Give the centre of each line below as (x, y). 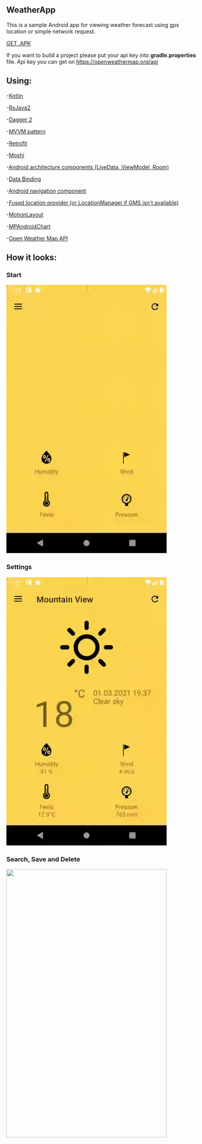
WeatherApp (31, 10)
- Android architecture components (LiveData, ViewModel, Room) (88, 167)
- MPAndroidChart (28, 226)
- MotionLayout (25, 215)
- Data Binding (24, 179)
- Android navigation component (46, 191)
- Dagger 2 (19, 120)
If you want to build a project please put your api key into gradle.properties (101, 55)
